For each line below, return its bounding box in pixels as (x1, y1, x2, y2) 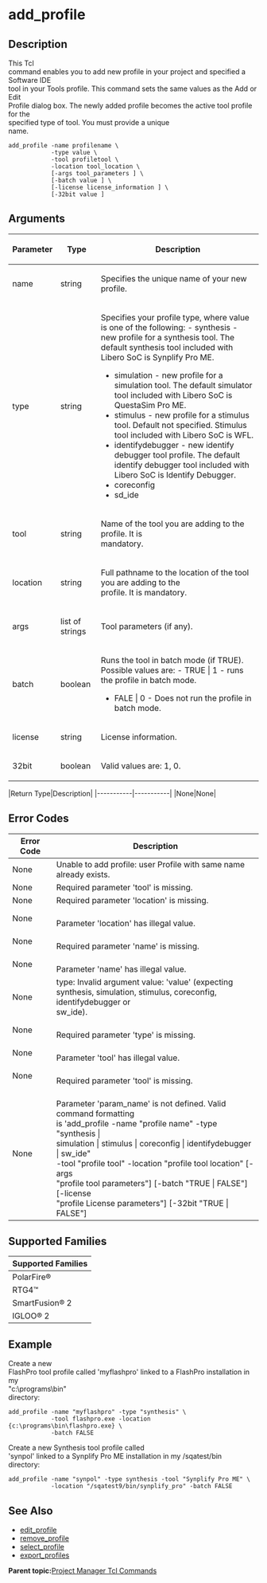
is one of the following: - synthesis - (100, 321, 238, 332)
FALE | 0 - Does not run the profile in (114, 692, 252, 703)
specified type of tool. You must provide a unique (8, 118, 170, 127)
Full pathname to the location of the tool (100, 567, 250, 578)
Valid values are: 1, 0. (100, 760, 181, 771)
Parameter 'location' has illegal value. (56, 917, 196, 929)
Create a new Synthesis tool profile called (8, 1443, 145, 1452)
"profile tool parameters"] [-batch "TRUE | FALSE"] (56, 1177, 248, 1188)
